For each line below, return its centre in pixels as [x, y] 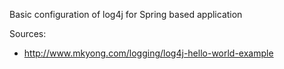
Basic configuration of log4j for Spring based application [126, 14]
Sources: [28, 33]
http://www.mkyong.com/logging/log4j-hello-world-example [148, 53]
